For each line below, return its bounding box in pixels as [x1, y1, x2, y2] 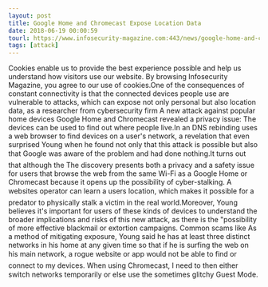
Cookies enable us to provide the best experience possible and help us [8, 63, 242, 73]
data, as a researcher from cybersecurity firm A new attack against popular [8, 106, 256, 116]
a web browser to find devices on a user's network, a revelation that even [8, 131, 250, 141]
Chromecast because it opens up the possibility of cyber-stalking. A [8, 177, 232, 187]
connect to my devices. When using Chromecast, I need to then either [8, 261, 238, 270]
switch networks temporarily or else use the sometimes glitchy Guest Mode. [8, 269, 258, 280]
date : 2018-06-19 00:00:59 [8, 26, 98, 34]
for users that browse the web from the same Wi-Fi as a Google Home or [8, 169, 248, 178]
